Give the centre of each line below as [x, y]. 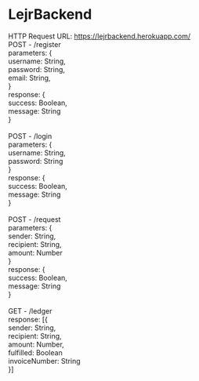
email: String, [29, 78]
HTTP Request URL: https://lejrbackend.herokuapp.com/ [99, 36]
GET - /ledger [30, 310]
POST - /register [34, 44]
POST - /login [30, 136]
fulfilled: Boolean [35, 352]
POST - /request [34, 219]
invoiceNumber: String [44, 361]
